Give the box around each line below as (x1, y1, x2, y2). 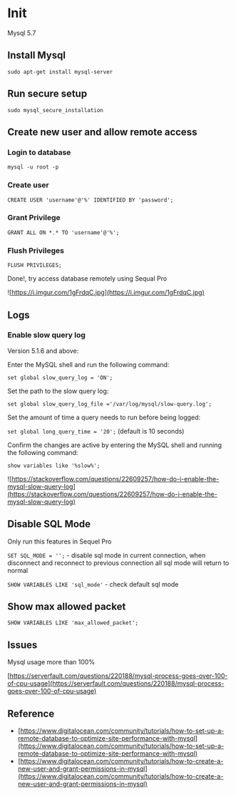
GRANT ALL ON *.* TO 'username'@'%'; (7, 229, 120, 236)
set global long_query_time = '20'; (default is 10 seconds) (7, 426, 185, 435)
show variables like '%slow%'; (7, 462, 101, 469)
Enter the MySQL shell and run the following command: (7, 360, 170, 369)
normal (7, 566, 29, 574)
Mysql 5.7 (7, 29, 36, 37)
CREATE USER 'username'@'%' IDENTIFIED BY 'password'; (7, 196, 174, 204)
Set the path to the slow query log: (7, 386, 109, 395)
